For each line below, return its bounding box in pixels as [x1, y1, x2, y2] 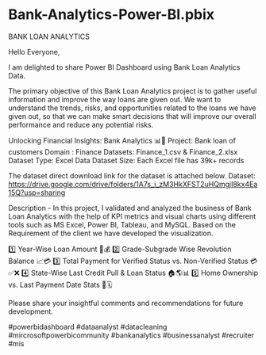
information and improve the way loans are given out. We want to [8, 94, 222, 104]
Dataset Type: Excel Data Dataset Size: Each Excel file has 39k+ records [8, 155, 245, 165]
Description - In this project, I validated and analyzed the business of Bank [8, 203, 252, 212]
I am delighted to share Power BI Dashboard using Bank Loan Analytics [8, 62, 241, 72]
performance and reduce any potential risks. [8, 120, 154, 129]
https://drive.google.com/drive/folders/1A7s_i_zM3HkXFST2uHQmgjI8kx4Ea [8, 179, 258, 189]
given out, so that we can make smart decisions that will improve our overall [8, 111, 256, 120]
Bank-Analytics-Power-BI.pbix [8, 6, 215, 24]
